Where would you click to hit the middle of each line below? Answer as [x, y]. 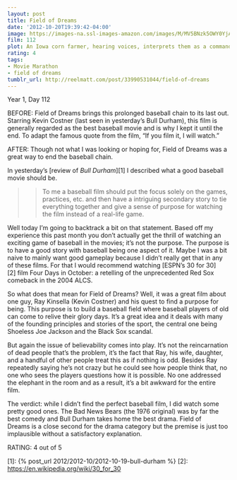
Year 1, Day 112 [29, 100]
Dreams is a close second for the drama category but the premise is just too [118, 426]
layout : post [26, 14]
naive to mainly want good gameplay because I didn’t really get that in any [115, 258]
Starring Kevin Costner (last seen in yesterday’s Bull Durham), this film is [112, 121]
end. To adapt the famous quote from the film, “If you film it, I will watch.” [114, 136]
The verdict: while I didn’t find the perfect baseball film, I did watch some [113, 404]
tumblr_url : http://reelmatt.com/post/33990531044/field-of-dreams [109, 79]
